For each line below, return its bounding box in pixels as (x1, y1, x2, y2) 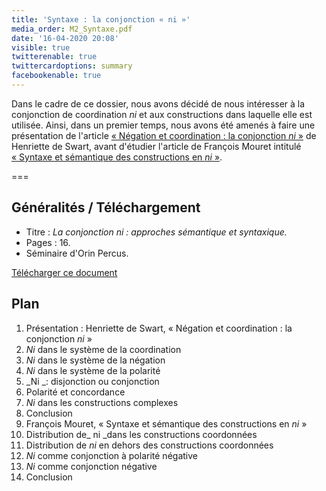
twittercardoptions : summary (11, 61, 133, 71)
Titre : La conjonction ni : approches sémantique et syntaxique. (25, 226, 288, 238)
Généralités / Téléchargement (11, 199, 201, 216)
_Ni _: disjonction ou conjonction (25, 375, 160, 387)
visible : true (11, 42, 71, 53)
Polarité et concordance (25, 386, 126, 398)
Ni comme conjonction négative (25, 460, 158, 472)
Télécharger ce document (11, 266, 118, 278)
